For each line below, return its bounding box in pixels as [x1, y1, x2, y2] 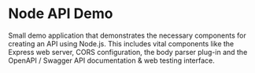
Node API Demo [8, 5, 113, 23]
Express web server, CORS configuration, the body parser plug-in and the [8, 47, 248, 57]
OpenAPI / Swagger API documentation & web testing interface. [8, 56, 215, 65]
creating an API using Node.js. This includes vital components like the [8, 38, 235, 48]
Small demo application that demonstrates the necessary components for [8, 31, 246, 40]
